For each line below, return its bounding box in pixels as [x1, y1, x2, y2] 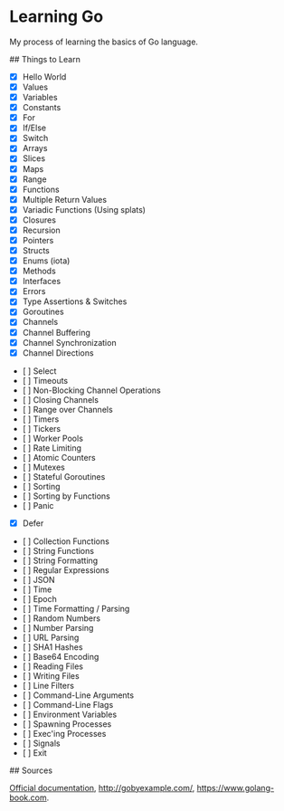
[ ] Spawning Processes [22, 718, 112, 730]
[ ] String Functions [22, 545, 95, 556]
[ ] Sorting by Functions [22, 491, 110, 501]
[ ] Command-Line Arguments [22, 690, 134, 701]
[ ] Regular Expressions [22, 564, 110, 576]
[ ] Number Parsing [22, 622, 94, 633]
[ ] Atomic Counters [22, 452, 97, 463]
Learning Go [9, 6, 104, 27]
